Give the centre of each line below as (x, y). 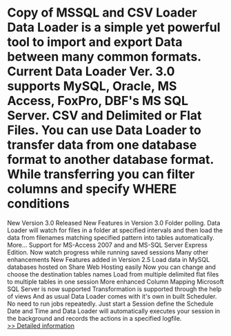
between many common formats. (104, 57)
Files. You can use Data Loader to (104, 130)
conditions (39, 204)
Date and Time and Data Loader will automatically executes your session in (114, 311)
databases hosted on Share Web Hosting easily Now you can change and (111, 267)
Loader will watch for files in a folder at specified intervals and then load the (115, 230)
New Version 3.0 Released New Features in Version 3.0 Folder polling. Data (114, 223)
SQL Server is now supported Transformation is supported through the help (114, 289)
